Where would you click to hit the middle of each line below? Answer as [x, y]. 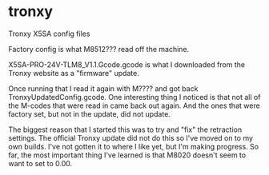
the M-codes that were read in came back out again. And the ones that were [134, 105]
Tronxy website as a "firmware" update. [74, 73]
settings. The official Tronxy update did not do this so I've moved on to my [131, 137]
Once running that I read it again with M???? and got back [103, 88]
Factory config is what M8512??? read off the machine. [99, 49]
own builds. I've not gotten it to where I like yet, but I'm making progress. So [133, 146]
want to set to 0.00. [40, 163]
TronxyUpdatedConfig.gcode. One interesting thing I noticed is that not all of [134, 97]
